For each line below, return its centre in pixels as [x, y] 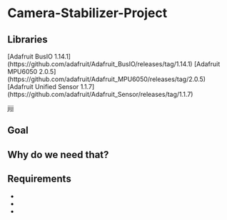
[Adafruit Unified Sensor [43, 87]
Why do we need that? [58, 154]
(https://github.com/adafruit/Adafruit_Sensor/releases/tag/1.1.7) [100, 94]
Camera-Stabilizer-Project [87, 13]
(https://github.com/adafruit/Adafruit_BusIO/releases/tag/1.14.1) [100, 64]
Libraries [27, 40]
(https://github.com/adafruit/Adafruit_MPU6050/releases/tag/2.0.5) [106, 79]
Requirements [39, 179]
